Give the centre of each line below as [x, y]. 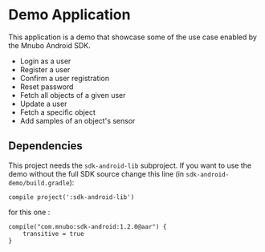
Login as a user [45, 61]
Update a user [43, 104]
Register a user [45, 69]
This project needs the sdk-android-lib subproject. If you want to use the [130, 165]
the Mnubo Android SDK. [49, 45]
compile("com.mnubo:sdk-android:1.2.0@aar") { [88, 226]
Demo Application [69, 15]
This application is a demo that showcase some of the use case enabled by [132, 37]
